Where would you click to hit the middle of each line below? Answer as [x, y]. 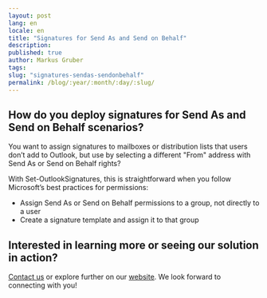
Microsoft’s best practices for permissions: [79, 188]
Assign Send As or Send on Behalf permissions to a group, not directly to [139, 203]
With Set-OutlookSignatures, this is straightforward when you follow [120, 179]
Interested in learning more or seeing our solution [133, 245]
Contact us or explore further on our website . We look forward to [115, 277]
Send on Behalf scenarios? [76, 127]
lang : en [23, 23]
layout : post [30, 16]
